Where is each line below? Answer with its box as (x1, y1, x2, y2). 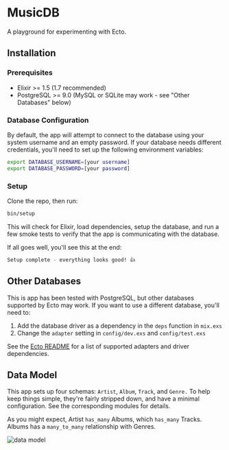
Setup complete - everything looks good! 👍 (7, 256, 136, 263)
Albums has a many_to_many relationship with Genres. (7, 423, 156, 431)
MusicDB (7, 5, 60, 21)
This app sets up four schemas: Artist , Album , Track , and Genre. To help (7, 388, 210, 396)
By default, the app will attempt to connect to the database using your (7, 130, 204, 139)
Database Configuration (7, 115, 89, 125)
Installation (7, 47, 56, 59)
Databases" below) (16, 98, 72, 106)
